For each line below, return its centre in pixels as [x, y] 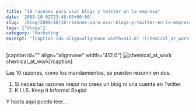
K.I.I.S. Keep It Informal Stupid [50, 90]
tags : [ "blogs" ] [26, 28]
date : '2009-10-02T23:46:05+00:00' [49, 17]
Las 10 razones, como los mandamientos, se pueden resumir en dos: [88, 73]
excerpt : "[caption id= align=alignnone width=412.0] [73, 39]
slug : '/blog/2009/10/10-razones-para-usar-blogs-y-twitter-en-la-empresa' [100, 22]
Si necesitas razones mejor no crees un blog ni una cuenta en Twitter [98, 84]
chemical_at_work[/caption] [39, 61]
